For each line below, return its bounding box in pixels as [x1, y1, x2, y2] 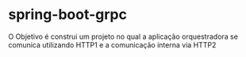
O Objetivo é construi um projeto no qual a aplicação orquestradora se [8, 32, 238, 41]
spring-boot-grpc [8, 6, 127, 24]
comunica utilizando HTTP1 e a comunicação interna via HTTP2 [8, 40, 217, 49]
